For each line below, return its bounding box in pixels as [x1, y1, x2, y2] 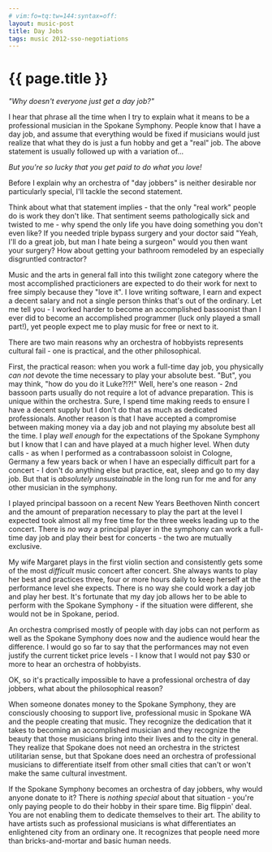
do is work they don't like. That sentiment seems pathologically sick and [8, 211, 250, 221]
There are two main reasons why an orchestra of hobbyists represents [8, 338, 244, 348]
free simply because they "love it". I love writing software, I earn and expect [8, 288, 262, 297]
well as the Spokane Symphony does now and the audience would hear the [8, 634, 261, 643]
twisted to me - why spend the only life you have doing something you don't [8, 220, 263, 230]
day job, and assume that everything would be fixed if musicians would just [8, 129, 260, 139]
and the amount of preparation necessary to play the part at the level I [8, 507, 243, 517]
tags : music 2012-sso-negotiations [8, 34, 129, 43]
